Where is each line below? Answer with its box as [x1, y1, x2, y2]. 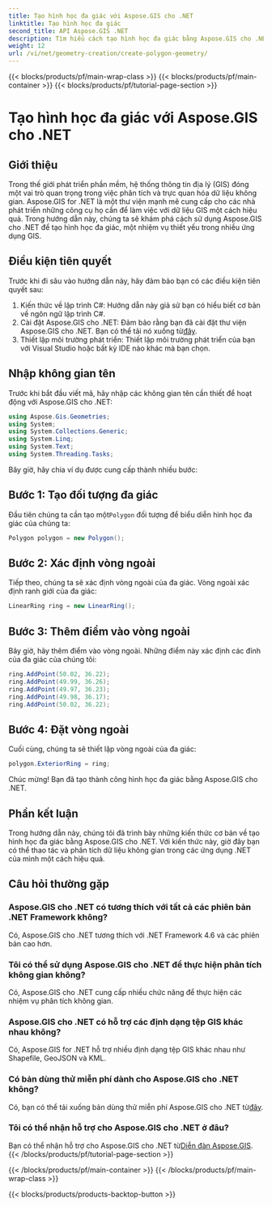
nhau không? [8, 1026, 62, 1037]
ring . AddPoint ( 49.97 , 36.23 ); [8, 685, 111, 693]
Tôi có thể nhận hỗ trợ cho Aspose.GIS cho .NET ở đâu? [8, 1122, 229, 1133]
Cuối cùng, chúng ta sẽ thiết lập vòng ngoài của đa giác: [8, 744, 197, 754]
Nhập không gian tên [8, 367, 116, 380]
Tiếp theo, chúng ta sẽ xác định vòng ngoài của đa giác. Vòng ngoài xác [8, 578, 249, 588]
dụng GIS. [8, 232, 42, 240]
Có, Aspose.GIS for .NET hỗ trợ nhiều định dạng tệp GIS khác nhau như [8, 1045, 245, 1055]
